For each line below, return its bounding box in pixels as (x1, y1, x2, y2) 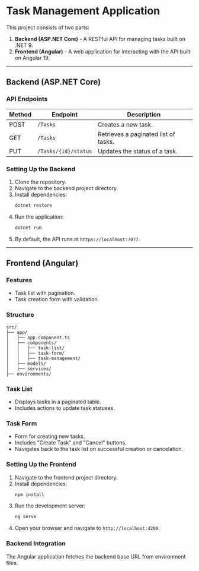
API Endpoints (6, 95, 48, 103)
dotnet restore (14, 202, 53, 209)
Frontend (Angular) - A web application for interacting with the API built (14, 48, 191, 55)
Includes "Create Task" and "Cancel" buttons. (14, 439, 127, 446)
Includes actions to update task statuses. (14, 404, 115, 411)
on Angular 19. (14, 54, 50, 61)
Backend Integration (6, 540, 66, 548)
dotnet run (14, 225, 42, 231)
